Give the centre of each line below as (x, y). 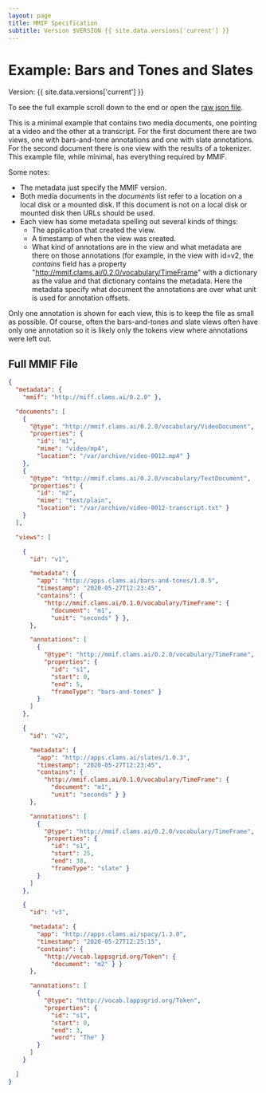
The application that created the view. (94, 230)
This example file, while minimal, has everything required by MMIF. (118, 157)
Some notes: (29, 172)
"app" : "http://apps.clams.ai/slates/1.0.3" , (114, 758)
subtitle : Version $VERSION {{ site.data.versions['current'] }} (119, 30)
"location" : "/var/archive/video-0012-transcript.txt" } (133, 508)
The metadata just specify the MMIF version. (93, 187)
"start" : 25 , (72, 854)
